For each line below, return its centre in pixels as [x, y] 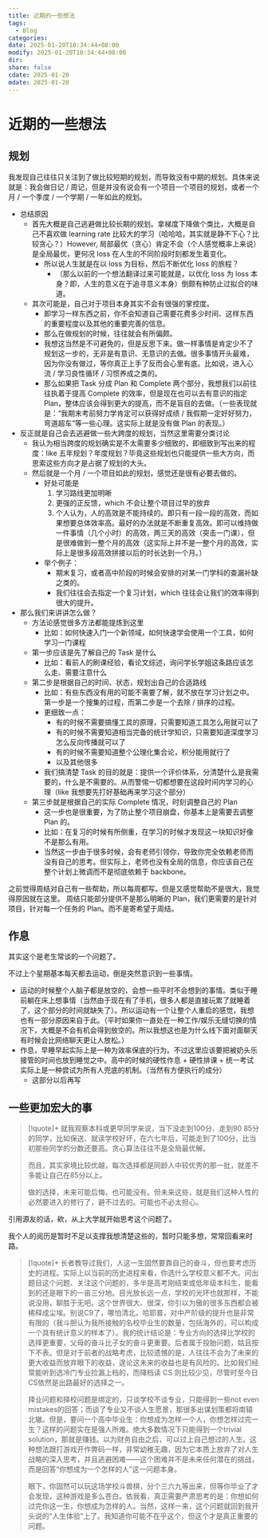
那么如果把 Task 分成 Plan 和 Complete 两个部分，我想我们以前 [147, 383]
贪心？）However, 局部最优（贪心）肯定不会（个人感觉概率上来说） [148, 243]
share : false [30, 68]
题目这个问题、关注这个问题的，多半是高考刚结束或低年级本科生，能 [140, 1283]
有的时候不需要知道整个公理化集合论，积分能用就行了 [143, 752]
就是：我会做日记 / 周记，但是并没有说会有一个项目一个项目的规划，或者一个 [134, 187]
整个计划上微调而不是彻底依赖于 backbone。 [117, 871]
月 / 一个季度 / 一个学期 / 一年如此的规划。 [77, 197]
